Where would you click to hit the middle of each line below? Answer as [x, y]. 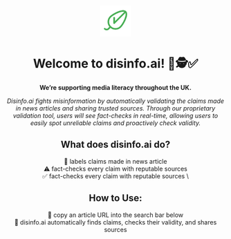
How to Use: [115, 198]
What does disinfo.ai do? [115, 145]
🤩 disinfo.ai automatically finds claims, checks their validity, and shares [115, 222]
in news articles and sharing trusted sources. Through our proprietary [115, 108]
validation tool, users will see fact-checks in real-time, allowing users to [115, 115]
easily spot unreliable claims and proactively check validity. [115, 123]
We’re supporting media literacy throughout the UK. [115, 87]
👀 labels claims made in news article [115, 161]
